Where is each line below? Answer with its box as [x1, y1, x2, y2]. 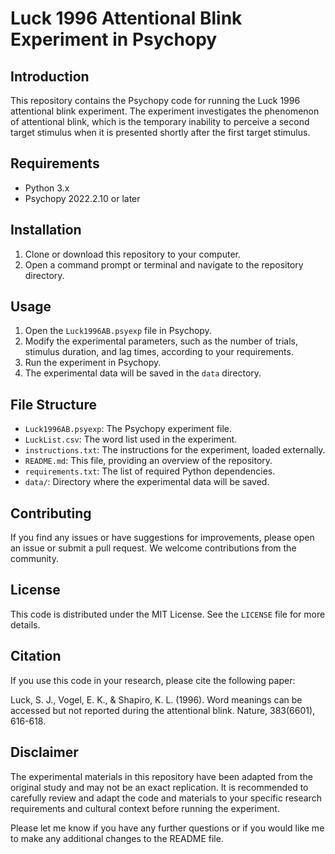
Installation [10, 222, 82, 239]
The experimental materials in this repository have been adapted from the [10, 770, 313, 782]
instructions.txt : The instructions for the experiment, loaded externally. [24, 444, 326, 456]
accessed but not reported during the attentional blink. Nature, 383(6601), [10, 704, 316, 716]
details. [10, 618, 41, 631]
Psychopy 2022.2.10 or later [24, 192, 141, 204]
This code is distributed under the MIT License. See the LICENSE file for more [10, 608, 326, 620]
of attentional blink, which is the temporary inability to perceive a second [10, 116, 310, 127]
